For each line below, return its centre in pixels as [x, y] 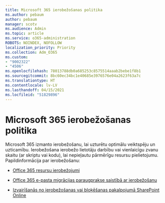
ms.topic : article [24, 33]
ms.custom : [17, 57]
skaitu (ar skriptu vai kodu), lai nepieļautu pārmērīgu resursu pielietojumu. [82, 155]
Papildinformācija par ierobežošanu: [43, 160]
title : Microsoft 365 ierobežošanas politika [54, 10]
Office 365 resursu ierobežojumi [46, 171]
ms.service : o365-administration [40, 38]
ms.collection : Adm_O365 [31, 52]
